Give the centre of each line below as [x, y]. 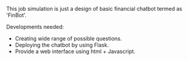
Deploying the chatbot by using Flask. [62, 45]
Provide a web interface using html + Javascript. [75, 51]
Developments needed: [35, 27]
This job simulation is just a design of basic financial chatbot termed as [94, 9]
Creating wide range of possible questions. [68, 38]
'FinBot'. [17, 15]
